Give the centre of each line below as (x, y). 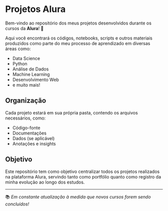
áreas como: (18, 48)
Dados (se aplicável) (33, 138)
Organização (26, 101)
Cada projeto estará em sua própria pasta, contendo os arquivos (72, 112)
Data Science (26, 58)
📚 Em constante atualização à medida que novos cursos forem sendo (78, 196)
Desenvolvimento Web (35, 79)
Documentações (29, 133)
